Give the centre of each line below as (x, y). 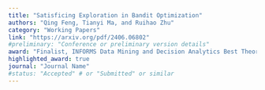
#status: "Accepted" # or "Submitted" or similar (91, 74)
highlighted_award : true (49, 59)
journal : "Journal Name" (49, 67)
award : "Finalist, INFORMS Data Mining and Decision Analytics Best (123, 52)
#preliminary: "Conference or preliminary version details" (109, 45)
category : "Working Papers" (54, 30)
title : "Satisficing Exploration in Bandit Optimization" (105, 15)
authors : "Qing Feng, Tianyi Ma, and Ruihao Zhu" (91, 23)
